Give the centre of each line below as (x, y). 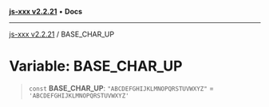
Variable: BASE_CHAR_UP (96, 66)
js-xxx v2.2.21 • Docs (46, 11)
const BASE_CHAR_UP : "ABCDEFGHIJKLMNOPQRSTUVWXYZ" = (121, 88)
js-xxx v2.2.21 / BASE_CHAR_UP (62, 34)
